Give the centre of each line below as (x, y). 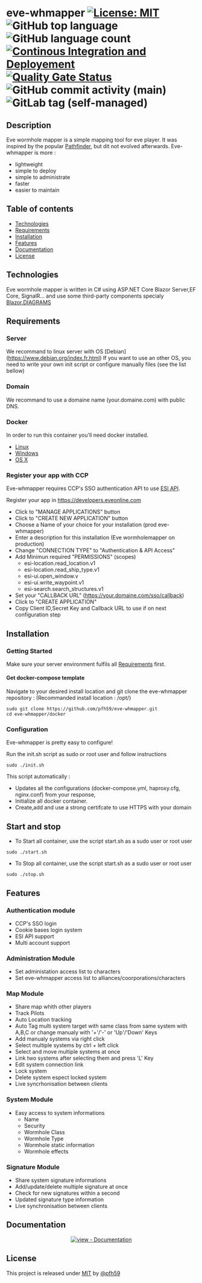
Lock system (31, 1071)
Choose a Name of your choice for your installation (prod (86, 525)
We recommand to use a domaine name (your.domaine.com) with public (96, 400)
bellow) (16, 371)
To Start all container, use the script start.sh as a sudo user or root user (103, 841)
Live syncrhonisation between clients (61, 1084)
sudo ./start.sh (27, 852)
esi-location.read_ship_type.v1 (62, 570)
